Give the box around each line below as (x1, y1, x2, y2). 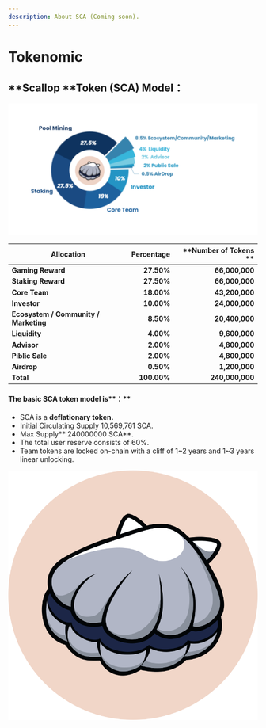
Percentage (131, 250, 171, 259)
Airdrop (11, 362, 38, 372)
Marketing (11, 318, 47, 328)
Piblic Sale (11, 351, 47, 360)
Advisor (11, 340, 39, 349)
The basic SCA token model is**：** (8, 394, 131, 404)
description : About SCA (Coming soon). (8, 13, 140, 21)
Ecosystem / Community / (11, 310, 101, 319)
